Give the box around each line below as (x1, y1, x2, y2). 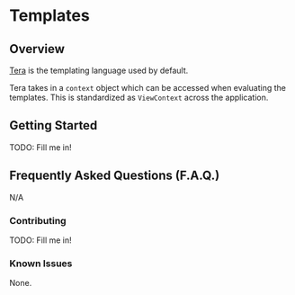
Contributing (9, 214, 67, 227)
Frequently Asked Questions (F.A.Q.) (9, 168, 220, 183)
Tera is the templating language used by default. (9, 65, 189, 76)
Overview (9, 41, 66, 57)
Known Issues (9, 257, 73, 270)
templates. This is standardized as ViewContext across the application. (9, 92, 269, 103)
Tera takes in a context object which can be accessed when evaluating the (9, 83, 286, 93)
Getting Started (9, 118, 98, 133)
